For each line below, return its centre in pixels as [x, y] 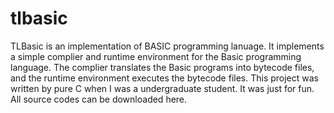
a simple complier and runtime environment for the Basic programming [156, 56]
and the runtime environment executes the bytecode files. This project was [165, 78]
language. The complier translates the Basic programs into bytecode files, [162, 67]
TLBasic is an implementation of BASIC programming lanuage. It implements [167, 46]
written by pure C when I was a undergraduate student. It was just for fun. [162, 88]
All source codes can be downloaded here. [99, 99]
